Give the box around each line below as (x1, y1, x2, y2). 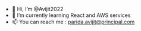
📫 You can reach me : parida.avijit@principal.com (11, 18, 135, 25)
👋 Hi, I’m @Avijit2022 (11, 6, 64, 12)
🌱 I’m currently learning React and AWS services (11, 12, 131, 19)
